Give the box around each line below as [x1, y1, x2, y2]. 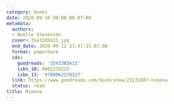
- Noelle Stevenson [12, 32, 62, 38]
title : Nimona [6, 89, 43, 95]
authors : [12, 26, 34, 32]
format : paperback [12, 49, 59, 55]
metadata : [6, 20, 32, 26]
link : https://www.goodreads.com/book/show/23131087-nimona [12, 77, 168, 83]
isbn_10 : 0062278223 [17, 65, 70, 72]
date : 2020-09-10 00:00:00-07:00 [6, 15, 92, 21]
